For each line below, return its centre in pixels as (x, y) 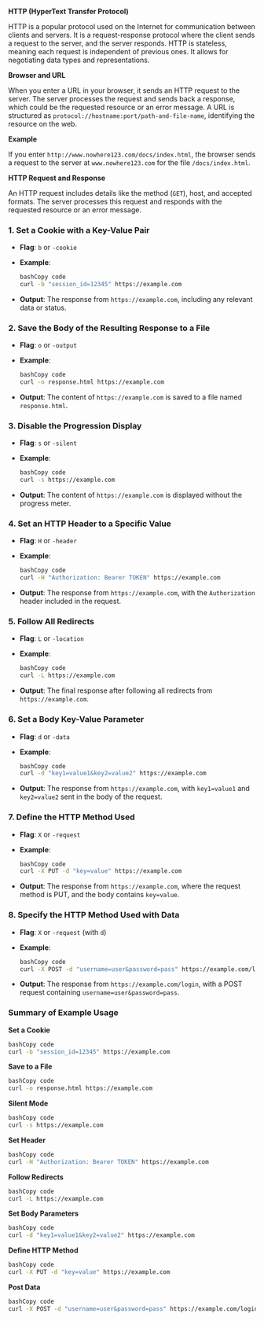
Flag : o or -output (48, 345)
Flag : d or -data (45, 736)
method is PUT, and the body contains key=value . (99, 895)
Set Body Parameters (44, 1213)
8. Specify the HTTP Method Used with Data (94, 915)
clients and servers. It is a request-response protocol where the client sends (132, 35)
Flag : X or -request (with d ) (63, 932)
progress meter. (45, 503)
